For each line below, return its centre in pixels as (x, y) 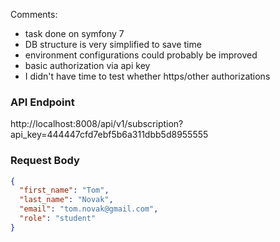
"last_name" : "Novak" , (66, 200)
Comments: (34, 14)
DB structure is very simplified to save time (113, 44)
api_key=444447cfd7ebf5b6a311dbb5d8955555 (109, 135)
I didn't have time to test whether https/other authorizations (147, 76)
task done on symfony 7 (74, 33)
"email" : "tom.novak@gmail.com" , (89, 209)
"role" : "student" (58, 219)
